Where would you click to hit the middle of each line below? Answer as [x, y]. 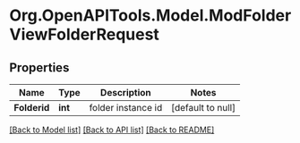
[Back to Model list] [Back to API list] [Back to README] [112, 130]
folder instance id [126, 108]
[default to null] [203, 108]
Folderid [32, 108]
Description [126, 93]
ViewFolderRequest [84, 34]
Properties [39, 67]
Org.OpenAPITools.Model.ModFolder [150, 16]
